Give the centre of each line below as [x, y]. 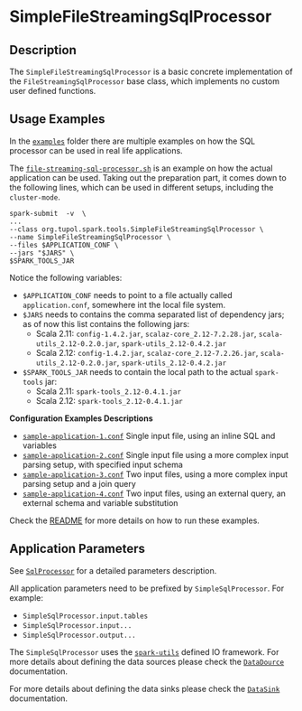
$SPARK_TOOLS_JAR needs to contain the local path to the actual [137, 371]
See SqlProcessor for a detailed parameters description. [113, 570]
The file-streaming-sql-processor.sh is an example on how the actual [141, 168]
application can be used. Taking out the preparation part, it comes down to [148, 177]
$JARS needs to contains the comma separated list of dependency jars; [153, 314]
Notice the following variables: [66, 277]
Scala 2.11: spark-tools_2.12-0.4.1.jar [109, 391]
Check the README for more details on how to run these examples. [134, 520]
